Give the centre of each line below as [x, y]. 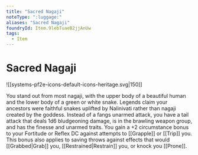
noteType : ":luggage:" [34, 17]
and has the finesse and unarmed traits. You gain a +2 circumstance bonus [98, 127]
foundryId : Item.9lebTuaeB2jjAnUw [49, 28]
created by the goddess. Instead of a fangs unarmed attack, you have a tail [98, 114]
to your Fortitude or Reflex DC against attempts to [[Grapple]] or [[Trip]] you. [99, 133]
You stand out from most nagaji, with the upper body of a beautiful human [96, 95]
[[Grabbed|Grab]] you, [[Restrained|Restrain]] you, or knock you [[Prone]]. [97, 146]
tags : [13, 34]
